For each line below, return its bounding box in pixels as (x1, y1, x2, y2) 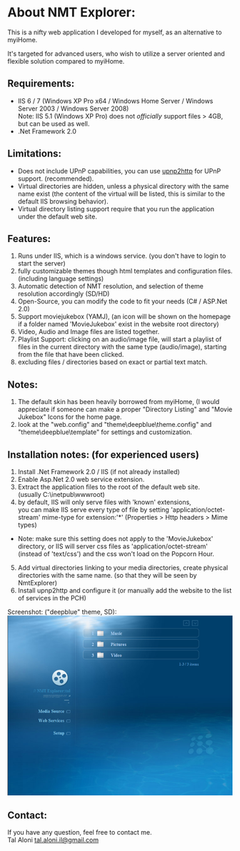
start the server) (17, 259, 66, 268)
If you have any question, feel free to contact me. (7, 828, 152, 837)
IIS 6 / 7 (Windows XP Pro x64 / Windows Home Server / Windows (17, 96, 214, 105)
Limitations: (7, 148, 62, 160)
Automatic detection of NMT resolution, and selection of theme (17, 282, 204, 291)
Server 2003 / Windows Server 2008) (17, 104, 129, 113)
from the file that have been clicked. (17, 351, 124, 359)
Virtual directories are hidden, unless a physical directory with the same (17, 181, 229, 190)
